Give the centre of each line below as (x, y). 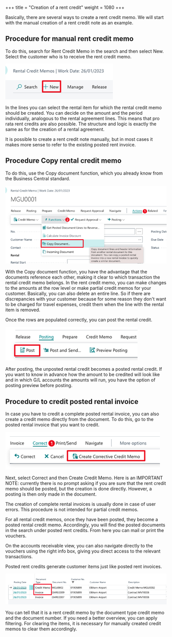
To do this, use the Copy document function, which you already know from (84, 173)
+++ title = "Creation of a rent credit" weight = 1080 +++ (65, 7)
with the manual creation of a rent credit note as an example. (69, 23)
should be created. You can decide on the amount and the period (74, 113)
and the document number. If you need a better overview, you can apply (81, 618)
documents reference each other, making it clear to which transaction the (83, 277)
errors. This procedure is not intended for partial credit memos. (72, 509)
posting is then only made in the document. (51, 494)
